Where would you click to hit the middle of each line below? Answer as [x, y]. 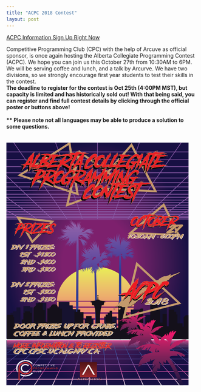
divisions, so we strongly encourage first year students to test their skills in [100, 75]
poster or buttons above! [38, 107]
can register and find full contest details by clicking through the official [98, 101]
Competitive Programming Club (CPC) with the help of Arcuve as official [97, 49]
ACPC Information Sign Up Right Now [53, 37]
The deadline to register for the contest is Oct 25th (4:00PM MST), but [97, 87]
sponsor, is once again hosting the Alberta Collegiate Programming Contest [101, 55]
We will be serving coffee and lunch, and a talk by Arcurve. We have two [97, 68]
